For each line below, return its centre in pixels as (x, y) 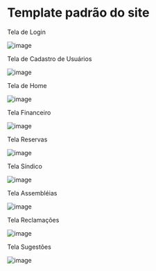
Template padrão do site (78, 13)
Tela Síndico (25, 166)
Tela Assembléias (32, 193)
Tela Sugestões (29, 247)
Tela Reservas (27, 139)
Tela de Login (27, 32)
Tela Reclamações (33, 220)
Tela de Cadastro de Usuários (50, 59)
